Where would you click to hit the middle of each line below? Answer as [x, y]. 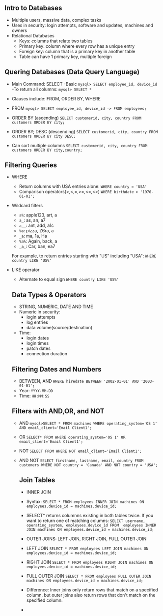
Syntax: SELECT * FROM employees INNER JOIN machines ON [85, 501]
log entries [37, 322]
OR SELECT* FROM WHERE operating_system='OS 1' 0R [72, 437]
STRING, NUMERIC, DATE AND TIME [56, 307]
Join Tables [37, 480]
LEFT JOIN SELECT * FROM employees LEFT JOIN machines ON [87, 548]
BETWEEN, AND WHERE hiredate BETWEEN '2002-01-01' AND [79, 381]
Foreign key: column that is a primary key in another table [77, 51]
